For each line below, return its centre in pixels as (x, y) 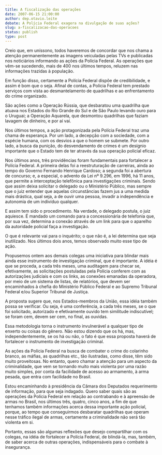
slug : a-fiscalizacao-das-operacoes (42, 28)
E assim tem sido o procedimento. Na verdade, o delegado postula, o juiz (78, 211)
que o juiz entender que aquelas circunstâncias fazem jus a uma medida (77, 191)
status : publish (21, 32)
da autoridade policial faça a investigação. (47, 226)
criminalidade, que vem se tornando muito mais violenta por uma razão (76, 366)
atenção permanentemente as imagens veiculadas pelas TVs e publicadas (79, 55)
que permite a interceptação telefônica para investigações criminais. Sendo (80, 181)
